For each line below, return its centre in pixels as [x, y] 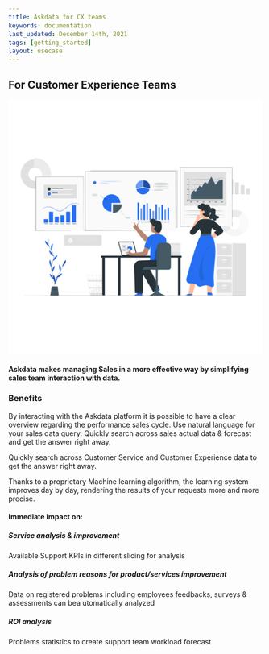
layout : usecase [35, 51]
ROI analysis [30, 621]
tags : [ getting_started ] [50, 43]
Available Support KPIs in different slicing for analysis [97, 556]
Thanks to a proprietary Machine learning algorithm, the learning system [128, 481]
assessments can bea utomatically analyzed [82, 603]
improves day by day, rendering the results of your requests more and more [134, 490]
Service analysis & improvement [64, 536]
